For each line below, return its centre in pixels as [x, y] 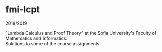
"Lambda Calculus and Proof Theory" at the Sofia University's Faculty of [81, 33]
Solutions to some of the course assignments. [53, 43]
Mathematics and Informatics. [36, 38]
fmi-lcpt [23, 9]
